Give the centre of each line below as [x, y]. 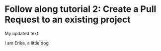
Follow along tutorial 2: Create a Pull [80, 9]
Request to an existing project [68, 20]
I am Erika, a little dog [27, 43]
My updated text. [22, 33]
